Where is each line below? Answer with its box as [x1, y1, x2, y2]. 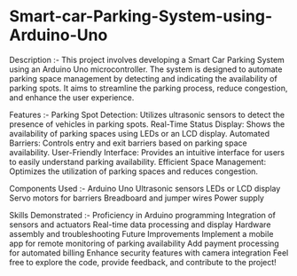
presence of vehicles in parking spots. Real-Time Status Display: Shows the [9, 118, 285, 130]
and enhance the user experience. [9, 91, 135, 103]
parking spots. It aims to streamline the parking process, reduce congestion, [9, 83, 288, 93]
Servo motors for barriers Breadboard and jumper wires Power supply [9, 193, 264, 203]
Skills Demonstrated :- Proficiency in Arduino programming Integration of [9, 209, 277, 220]
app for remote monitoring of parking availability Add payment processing [9, 238, 279, 248]
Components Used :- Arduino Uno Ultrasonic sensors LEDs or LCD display [9, 183, 281, 193]
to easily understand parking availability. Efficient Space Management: [9, 156, 267, 167]
